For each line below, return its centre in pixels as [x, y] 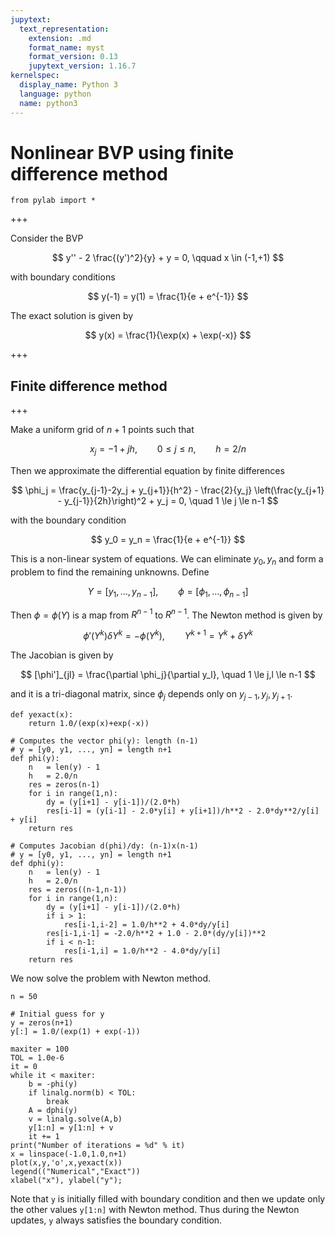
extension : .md [60, 38]
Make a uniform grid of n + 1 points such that [102, 430]
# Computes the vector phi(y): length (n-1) [104, 741]
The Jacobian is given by [62, 655]
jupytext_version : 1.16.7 [82, 66]
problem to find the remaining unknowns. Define [110, 572]
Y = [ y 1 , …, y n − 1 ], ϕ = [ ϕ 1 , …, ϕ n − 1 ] [168, 592]
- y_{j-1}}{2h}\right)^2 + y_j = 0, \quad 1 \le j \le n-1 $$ [168, 501]
